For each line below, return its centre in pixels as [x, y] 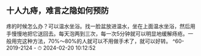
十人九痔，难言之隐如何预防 [58, 11]
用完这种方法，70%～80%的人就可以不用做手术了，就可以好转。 [91, 41]
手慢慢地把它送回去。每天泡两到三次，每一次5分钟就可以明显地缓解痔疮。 [97, 33]
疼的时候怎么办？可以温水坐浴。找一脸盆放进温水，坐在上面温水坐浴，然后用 [101, 26]
